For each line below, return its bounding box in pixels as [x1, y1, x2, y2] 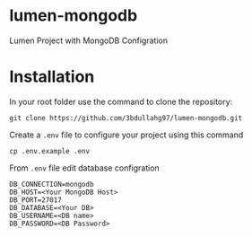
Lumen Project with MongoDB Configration [9, 35, 169, 46]
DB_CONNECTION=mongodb [9, 180, 94, 189]
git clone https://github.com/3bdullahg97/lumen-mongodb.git [9, 113, 243, 122]
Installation [9, 66, 95, 87]
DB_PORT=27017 [9, 195, 63, 205]
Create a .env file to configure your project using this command [9, 129, 244, 140]
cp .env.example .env [9, 146, 91, 155]
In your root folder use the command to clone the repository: [9, 96, 233, 107]
